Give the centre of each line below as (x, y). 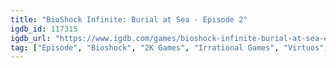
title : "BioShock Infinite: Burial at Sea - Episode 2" (129, 19)
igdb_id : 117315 (44, 29)
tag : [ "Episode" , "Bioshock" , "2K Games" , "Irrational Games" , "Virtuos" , (169, 47)
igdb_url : (31, 38)
